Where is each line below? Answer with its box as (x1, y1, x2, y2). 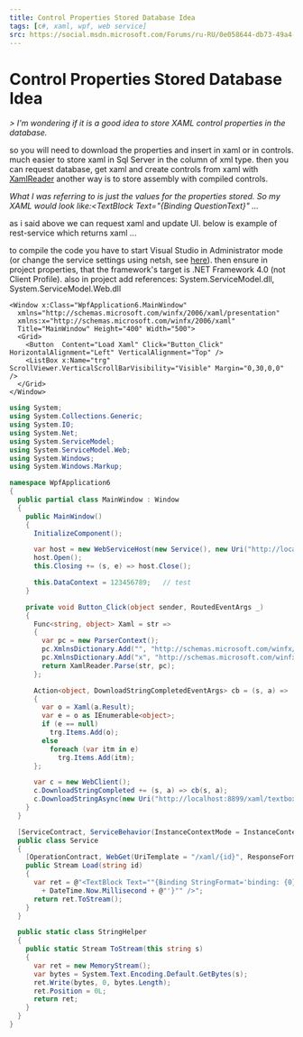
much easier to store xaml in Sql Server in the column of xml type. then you (9, 154, 289, 165)
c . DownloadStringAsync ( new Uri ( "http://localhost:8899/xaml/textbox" (32, 794, 300, 803)
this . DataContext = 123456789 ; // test (32, 578, 192, 587)
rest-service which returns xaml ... (9, 227, 137, 239)
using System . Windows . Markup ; (9, 462, 124, 472)
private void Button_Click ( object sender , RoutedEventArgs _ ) (25, 602, 264, 611)
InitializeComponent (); (32, 528, 124, 537)
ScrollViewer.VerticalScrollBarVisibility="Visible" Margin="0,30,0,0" (9, 364, 284, 373)
